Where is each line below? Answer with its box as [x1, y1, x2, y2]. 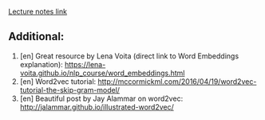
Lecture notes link [8, 7, 68, 16]
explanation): [19, 59, 64, 69]
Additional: [8, 30, 65, 43]
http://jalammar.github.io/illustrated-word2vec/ [19, 102, 174, 111]
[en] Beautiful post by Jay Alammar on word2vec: [19, 94, 184, 103]
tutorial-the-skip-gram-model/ [19, 85, 121, 94]
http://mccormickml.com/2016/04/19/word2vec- [97, 76, 257, 86]
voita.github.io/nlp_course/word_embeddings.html [19, 68, 185, 78]
